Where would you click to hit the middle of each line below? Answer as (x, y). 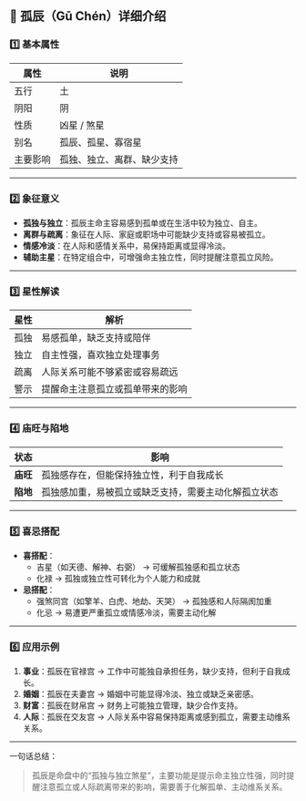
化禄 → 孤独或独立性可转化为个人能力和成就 (118, 578)
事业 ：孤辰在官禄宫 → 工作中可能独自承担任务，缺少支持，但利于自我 (153, 672)
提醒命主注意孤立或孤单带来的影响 (115, 389)
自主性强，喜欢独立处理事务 (101, 355)
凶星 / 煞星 (82, 125)
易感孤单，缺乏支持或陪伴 (97, 338)
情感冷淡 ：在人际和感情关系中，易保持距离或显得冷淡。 (126, 245)
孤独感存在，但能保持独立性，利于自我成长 (133, 475)
